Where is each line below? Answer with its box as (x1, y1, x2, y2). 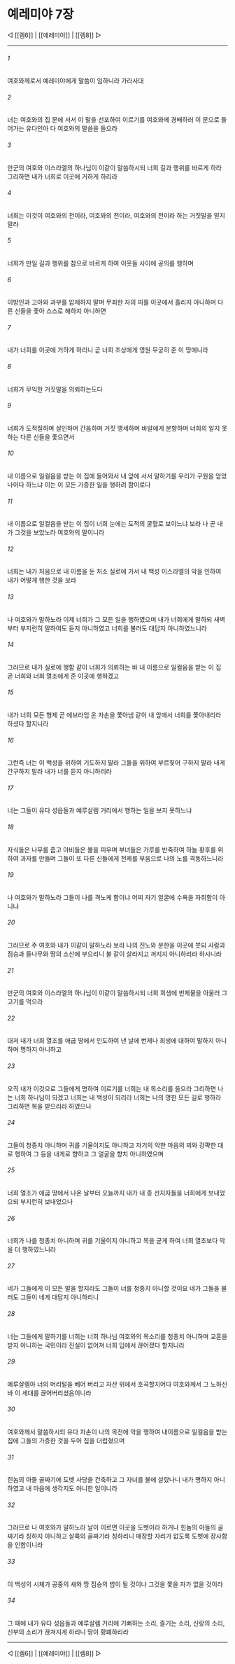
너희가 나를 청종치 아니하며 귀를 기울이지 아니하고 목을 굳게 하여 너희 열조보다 (7, 1237, 218, 1245)
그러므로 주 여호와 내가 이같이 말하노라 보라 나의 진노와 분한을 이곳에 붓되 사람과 (7, 941, 226, 949)
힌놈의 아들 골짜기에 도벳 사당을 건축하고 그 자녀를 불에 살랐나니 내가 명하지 (7, 1476, 213, 1484)
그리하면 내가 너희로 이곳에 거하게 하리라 (7, 172, 117, 181)
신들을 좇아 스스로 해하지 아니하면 (14, 307, 106, 315)
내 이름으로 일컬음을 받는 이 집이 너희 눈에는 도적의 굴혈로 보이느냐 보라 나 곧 (7, 520, 216, 528)
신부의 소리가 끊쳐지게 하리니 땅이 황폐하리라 (7, 1628, 129, 1636)
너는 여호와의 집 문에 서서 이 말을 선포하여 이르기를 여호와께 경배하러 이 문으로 (7, 116, 220, 124)
